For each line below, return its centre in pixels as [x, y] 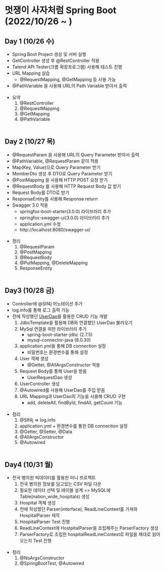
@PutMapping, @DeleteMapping [53, 263]
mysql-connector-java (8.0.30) [59, 340]
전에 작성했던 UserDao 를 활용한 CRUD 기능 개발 [60, 316]
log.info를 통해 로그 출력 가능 [41, 310]
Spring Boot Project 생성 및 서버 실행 [49, 54]
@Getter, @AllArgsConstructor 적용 [64, 365]
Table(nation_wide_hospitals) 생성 [54, 496]
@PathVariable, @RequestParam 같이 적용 [55, 161]
